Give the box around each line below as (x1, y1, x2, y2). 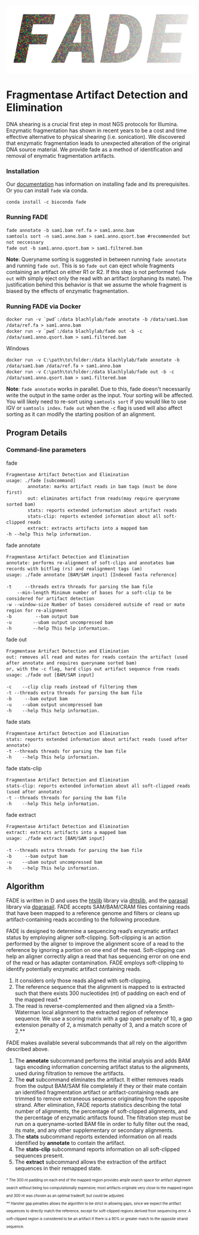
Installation (6, 167, 40, 175)
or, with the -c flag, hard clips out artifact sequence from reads (6, 666, 180, 672)
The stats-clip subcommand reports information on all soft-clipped (14, 1146, 180, 1153)
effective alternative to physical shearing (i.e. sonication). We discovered (6, 133, 185, 141)
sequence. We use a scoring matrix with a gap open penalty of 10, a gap (14, 1015, 192, 1022)
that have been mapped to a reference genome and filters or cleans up (6, 910, 180, 917)
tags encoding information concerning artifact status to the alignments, (14, 1063, 190, 1071)
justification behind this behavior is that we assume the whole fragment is (6, 281, 187, 288)
